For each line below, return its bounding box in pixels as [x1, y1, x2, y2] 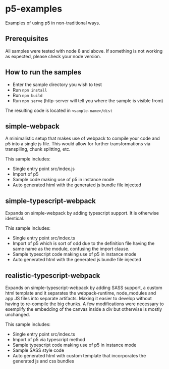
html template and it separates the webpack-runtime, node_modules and [5, 290, 156, 296]
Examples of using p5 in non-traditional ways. [5, 20, 100, 26]
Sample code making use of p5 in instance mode [12, 177, 115, 183]
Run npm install [12, 87, 47, 93]
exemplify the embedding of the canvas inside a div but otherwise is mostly [5, 306, 162, 312]
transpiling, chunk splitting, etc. [5, 146, 71, 152]
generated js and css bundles [12, 358, 74, 364]
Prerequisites [5, 34, 48, 43]
